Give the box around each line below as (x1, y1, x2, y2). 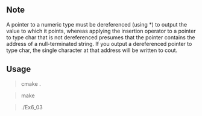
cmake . (21, 80, 41, 87)
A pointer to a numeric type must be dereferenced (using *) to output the (6, 21, 188, 28)
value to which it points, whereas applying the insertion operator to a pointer (6, 27, 196, 34)
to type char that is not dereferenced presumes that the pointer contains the (6, 33, 195, 41)
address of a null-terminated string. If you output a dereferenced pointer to (6, 40, 192, 47)
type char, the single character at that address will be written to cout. (6, 47, 178, 54)
